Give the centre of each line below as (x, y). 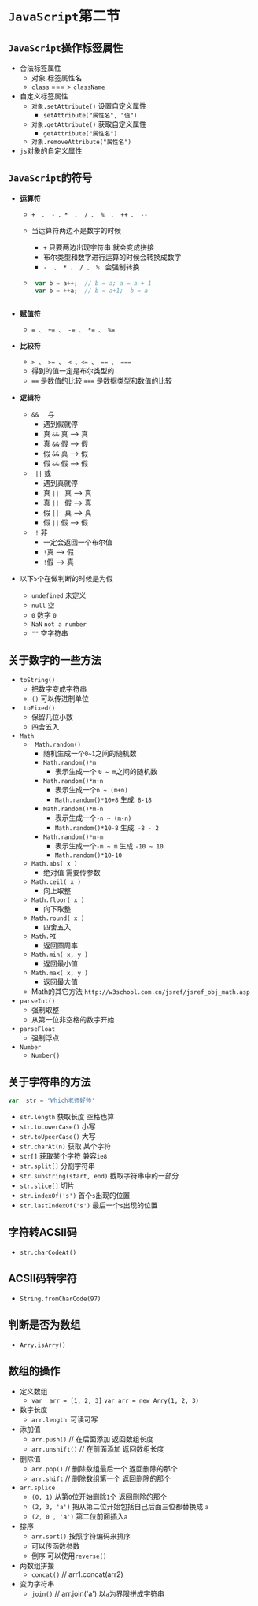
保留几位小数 (52, 717)
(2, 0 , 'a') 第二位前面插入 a (79, 1516)
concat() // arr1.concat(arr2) (77, 1574)
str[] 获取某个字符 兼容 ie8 (63, 1156)
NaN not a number (59, 624)
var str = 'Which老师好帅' (52, 1101)
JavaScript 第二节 (64, 16)
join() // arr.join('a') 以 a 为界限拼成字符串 (98, 1594)
